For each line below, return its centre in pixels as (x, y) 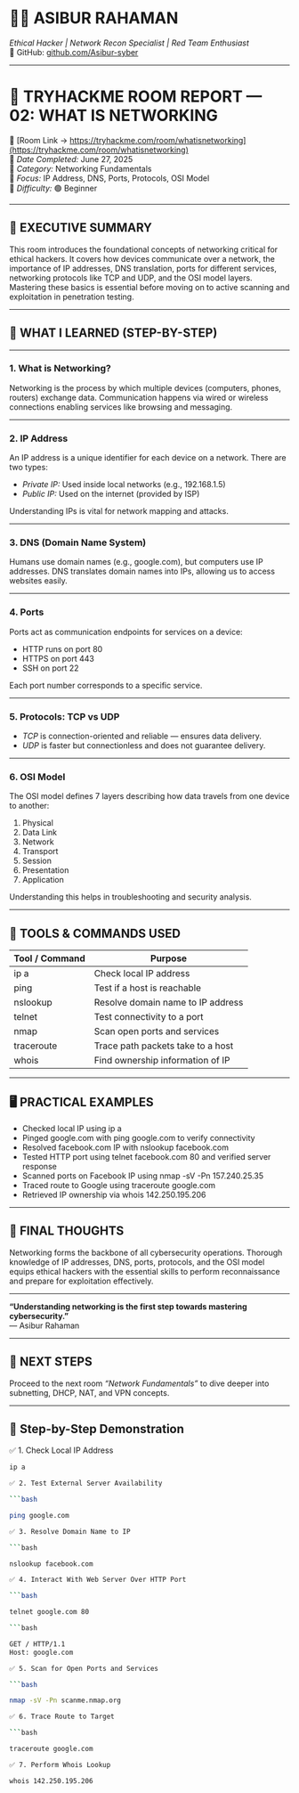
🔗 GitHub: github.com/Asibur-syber (74, 52)
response (40, 1166)
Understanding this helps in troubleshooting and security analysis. (130, 897)
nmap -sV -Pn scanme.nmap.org (65, 1700)
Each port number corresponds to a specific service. (106, 685)
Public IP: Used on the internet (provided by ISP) (111, 494)
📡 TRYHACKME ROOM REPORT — (136, 97)
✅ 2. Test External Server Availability (86, 1483)
